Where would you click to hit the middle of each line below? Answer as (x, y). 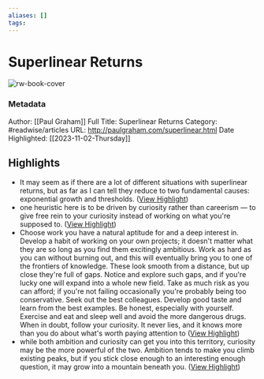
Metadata (27, 104)
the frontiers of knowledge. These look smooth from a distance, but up (134, 266)
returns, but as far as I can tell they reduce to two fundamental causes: (134, 190)
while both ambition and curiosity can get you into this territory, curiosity (138, 341)
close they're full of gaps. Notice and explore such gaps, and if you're (133, 274)
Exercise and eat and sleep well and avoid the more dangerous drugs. (133, 316)
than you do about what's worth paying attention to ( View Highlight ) (130, 333)
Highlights (34, 163)
